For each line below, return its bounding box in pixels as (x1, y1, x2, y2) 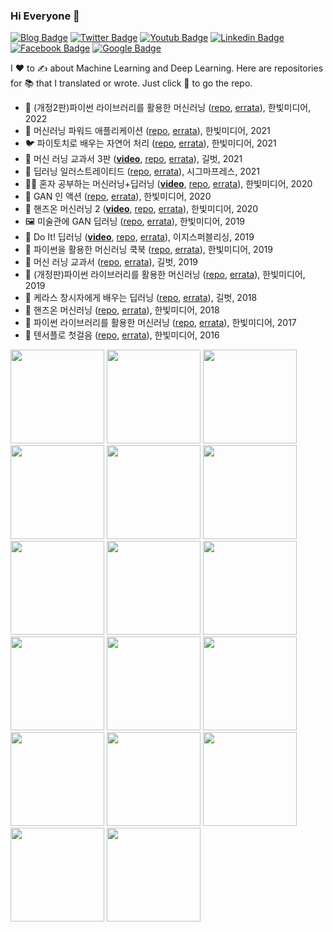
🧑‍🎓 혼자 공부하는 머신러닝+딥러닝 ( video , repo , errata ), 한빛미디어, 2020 (24, 178, 313, 190)
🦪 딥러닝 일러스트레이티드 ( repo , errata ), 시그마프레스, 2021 (24, 165, 260, 178)
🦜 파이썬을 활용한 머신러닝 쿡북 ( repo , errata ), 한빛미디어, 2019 (24, 244, 273, 256)
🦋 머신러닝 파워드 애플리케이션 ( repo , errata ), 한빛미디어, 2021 (24, 125, 271, 137)
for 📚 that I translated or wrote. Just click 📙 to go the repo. (10, 77, 253, 89)
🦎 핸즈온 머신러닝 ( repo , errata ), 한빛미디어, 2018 (24, 304, 220, 316)
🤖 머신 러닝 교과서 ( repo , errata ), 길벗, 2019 (24, 256, 199, 268)
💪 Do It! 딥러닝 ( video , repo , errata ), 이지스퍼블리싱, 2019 (24, 231, 255, 243)
